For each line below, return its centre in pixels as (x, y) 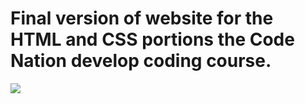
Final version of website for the (142, 18)
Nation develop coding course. (141, 61)
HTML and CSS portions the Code (152, 39)
